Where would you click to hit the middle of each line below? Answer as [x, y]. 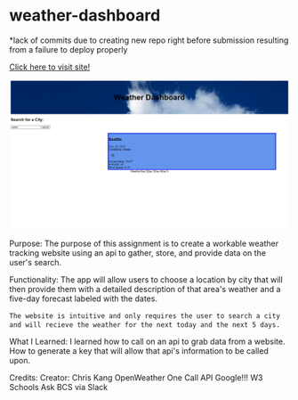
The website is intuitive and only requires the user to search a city [145, 316]
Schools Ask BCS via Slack [59, 388]
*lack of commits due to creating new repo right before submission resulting [149, 40]
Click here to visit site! [50, 67]
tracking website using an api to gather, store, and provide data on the [138, 253]
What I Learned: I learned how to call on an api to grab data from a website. [147, 342]
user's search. [36, 263]
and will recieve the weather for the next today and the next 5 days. [145, 325]
